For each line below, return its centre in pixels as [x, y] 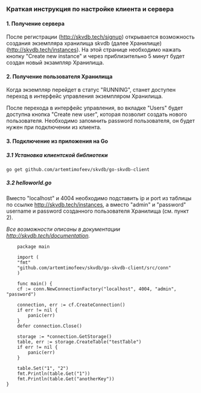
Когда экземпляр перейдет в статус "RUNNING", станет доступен [91, 90]
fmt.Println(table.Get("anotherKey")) [66, 379]
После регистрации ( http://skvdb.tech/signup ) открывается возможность [101, 37]
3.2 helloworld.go [29, 183]
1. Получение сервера [36, 24]
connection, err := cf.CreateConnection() [71, 305]
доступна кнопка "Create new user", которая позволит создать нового [97, 114]
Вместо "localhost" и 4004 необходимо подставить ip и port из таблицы [99, 198]
